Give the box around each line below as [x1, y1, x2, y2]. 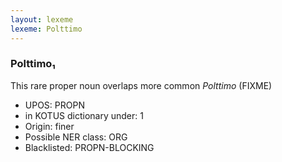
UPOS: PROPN [24, 99, 85, 111]
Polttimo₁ [10, 57, 56, 71]
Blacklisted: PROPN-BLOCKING [24, 141, 155, 153]
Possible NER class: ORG [24, 131, 128, 143]
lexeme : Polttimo [10, 24, 83, 34]
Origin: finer [24, 120, 75, 132]
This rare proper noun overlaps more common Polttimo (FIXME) [10, 79, 273, 91]
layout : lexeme [10, 14, 74, 25]
